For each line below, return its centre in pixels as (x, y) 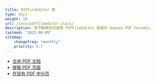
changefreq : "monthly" (37, 42)
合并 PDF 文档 (26, 61)
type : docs (16, 14)
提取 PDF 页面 (26, 67)
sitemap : (14, 38)
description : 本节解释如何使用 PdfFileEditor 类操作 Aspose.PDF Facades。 (79, 28)
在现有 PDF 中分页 (31, 73)
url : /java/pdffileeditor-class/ (39, 23)
